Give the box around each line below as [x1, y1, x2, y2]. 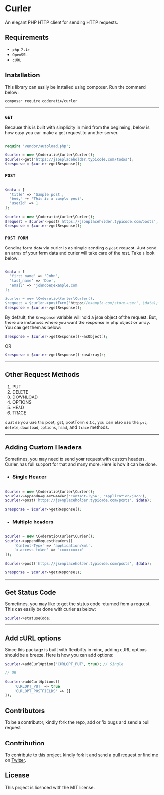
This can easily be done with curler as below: [5, 606, 96, 612]
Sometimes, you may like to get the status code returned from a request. [5, 601, 151, 607]
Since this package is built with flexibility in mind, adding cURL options [5, 647, 147, 653]
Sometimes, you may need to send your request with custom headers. [5, 456, 146, 462]
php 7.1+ [12, 47, 30, 52]
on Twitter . [5, 757, 27, 763]
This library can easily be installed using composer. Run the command [5, 84, 146, 90]
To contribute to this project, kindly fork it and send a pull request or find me [5, 752, 159, 758]
